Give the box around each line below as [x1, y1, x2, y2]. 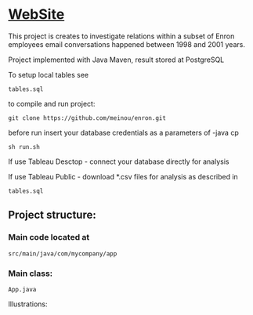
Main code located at [8, 232, 90, 243]
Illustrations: [8, 299, 48, 309]
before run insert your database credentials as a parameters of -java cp [8, 128, 239, 137]
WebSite [8, 5, 65, 24]
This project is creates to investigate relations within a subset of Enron [8, 31, 235, 41]
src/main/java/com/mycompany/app [8, 249, 117, 258]
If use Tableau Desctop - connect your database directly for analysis [8, 157, 230, 166]
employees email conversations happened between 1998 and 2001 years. [8, 39, 245, 49]
